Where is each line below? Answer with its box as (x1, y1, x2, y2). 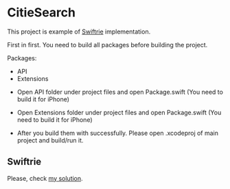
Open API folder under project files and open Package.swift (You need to (16, 88, 223, 96)
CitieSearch (7, 5, 76, 21)
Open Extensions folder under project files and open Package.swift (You (16, 108, 222, 116)
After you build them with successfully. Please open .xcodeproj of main (16, 129, 218, 137)
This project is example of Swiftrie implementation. (7, 27, 151, 36)
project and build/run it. (16, 136, 84, 144)
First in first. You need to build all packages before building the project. (7, 40, 208, 49)
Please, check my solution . (7, 174, 84, 182)
